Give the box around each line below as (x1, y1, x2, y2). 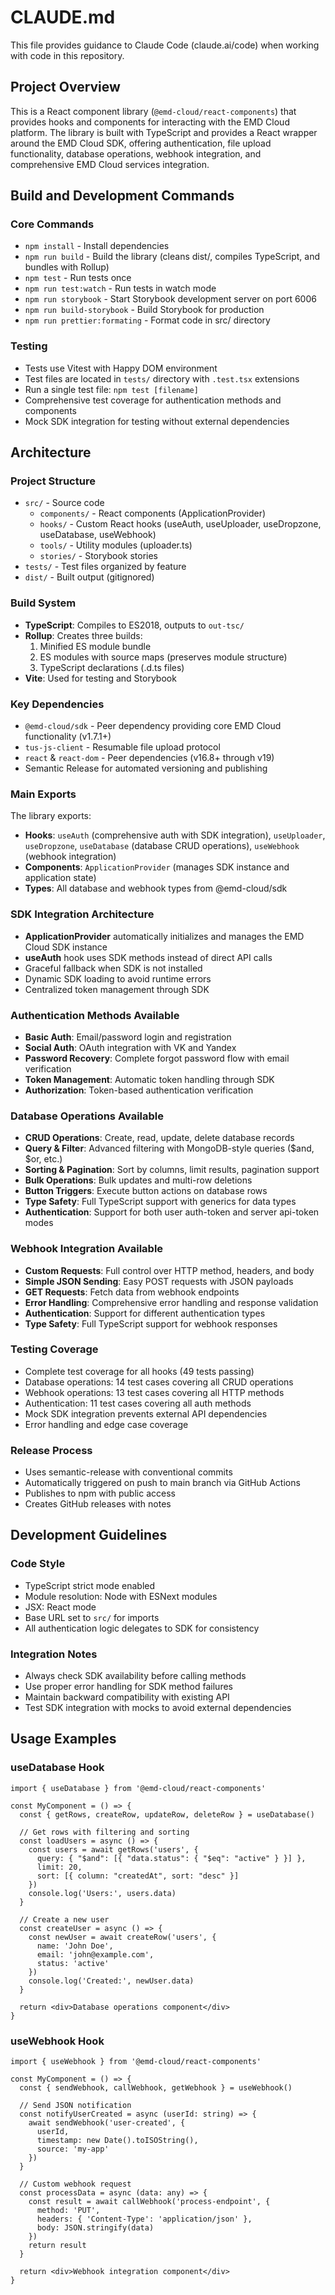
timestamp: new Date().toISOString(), (36, 2136, 199, 2146)
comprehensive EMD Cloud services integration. (10, 158, 210, 170)
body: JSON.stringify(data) (36, 2223, 155, 2233)
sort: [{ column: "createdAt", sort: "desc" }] (36, 1871, 240, 1881)
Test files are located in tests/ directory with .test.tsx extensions (24, 372, 300, 385)
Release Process (10, 1443, 93, 1457)
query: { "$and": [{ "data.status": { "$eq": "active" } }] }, (36, 1853, 307, 1863)
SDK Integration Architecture (10, 907, 155, 921)
